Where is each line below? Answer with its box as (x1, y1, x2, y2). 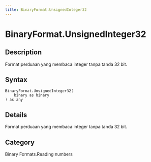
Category (5, 138, 35, 146)
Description (5, 48, 42, 57)
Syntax (5, 76, 28, 84)
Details (5, 111, 27, 119)
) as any (5, 97, 23, 102)
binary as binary (14, 93, 50, 98)
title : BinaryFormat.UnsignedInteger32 (5, 7, 87, 12)
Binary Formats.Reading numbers (5, 151, 73, 157)
